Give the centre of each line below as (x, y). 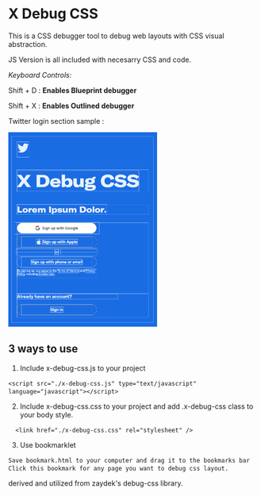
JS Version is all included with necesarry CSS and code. (100, 60)
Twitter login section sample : (56, 121)
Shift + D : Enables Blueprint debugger (73, 90)
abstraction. (28, 44)
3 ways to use (43, 349)
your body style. (46, 414)
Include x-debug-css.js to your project (83, 368)
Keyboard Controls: (40, 75)
